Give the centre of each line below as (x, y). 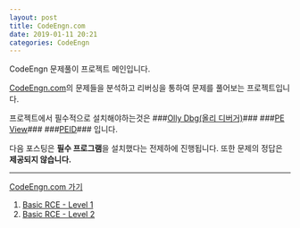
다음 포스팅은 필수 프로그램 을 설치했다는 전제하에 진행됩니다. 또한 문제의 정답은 (146, 148)
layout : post (33, 17)
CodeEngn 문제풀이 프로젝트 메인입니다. (80, 69)
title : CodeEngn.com (48, 26)
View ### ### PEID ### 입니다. (64, 130)
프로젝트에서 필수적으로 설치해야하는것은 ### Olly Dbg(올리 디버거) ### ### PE (147, 118)
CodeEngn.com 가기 (46, 187)
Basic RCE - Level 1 (58, 205)
